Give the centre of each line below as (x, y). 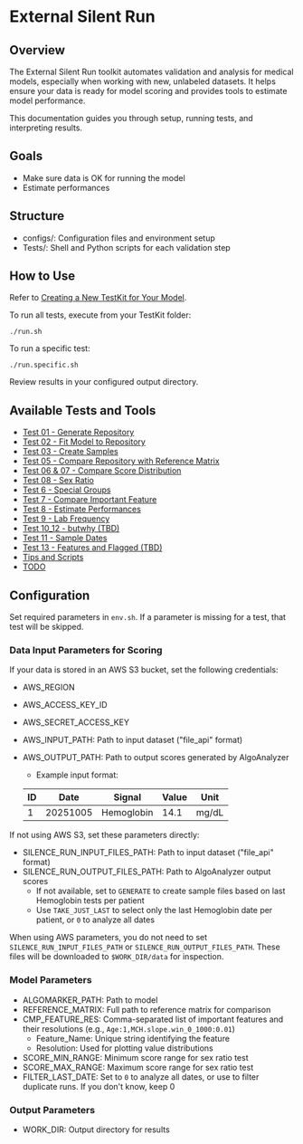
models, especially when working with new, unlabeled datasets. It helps (142, 81)
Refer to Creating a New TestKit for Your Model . (98, 298)
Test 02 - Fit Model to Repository (84, 442)
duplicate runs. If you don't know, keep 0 (99, 1086)
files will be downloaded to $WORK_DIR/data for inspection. (117, 957)
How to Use (43, 276)
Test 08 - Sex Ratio (58, 481)
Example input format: (77, 775)
